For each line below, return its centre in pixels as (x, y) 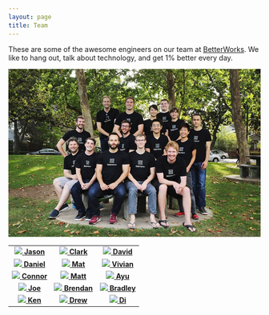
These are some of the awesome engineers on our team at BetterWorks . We (134, 49)
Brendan (78, 288)
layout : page (30, 17)
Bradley (122, 288)
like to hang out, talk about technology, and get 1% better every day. (121, 58)
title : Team (28, 25)
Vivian (122, 264)
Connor (34, 276)
